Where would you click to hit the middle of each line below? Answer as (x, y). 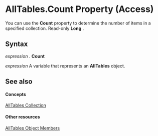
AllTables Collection (26, 105)
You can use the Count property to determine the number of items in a (78, 23)
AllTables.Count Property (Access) (80, 9)
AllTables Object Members (33, 128)
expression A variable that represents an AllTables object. (65, 65)
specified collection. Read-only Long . (45, 28)
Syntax (17, 44)
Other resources (23, 116)
